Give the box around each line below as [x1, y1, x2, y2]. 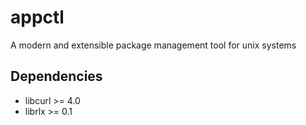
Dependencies [10, 68, 103, 85]
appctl [10, 6, 65, 29]
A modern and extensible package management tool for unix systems [10, 39, 297, 51]
